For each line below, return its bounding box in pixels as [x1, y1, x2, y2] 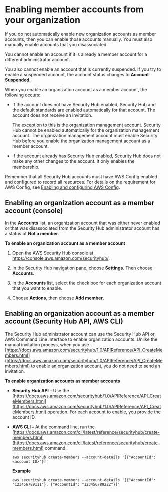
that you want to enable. [12, 285, 62, 291]
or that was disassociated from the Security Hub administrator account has [5, 225, 160, 231]
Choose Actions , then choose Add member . [12, 295, 104, 301]
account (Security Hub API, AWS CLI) [5, 317, 123, 326]
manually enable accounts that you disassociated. [5, 41, 108, 47]
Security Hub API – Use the [12, 387, 69, 393]
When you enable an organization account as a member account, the [5, 86, 147, 92]
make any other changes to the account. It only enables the [12, 158, 135, 164]
